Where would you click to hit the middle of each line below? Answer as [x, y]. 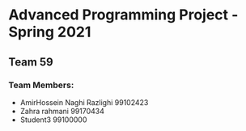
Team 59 [31, 62]
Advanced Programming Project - [123, 15]
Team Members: [41, 85]
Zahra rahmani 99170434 [62, 111]
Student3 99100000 [53, 120]
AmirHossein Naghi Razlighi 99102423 [84, 102]
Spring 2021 [50, 32]
